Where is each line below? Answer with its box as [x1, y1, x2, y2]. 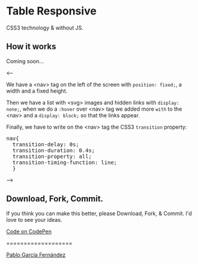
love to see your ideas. [6, 216, 62, 223]
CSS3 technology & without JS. [6, 24, 84, 31]
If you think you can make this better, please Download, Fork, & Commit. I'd [6, 209, 192, 217]
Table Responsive [6, 4, 97, 18]
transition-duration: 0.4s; [12, 147, 95, 154]
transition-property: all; [12, 153, 92, 160]
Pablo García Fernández [6, 251, 66, 258]
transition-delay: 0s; [12, 141, 79, 148]
